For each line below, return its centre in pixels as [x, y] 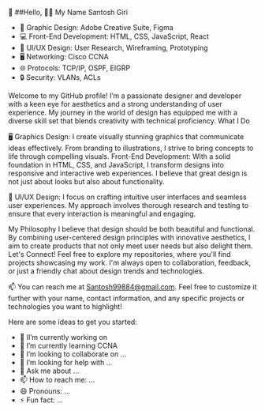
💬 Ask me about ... [49, 371]
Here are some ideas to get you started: [73, 322]
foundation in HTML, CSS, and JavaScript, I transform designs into [116, 165]
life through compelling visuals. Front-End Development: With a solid [119, 156]
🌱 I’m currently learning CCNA [69, 345]
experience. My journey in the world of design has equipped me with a [123, 112]
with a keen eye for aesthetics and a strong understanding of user [115, 104]
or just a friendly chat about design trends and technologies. [106, 271]
